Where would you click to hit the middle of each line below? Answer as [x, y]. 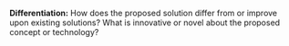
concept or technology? [54, 32]
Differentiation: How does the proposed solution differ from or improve [144, 13]
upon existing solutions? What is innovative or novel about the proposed [145, 23]
